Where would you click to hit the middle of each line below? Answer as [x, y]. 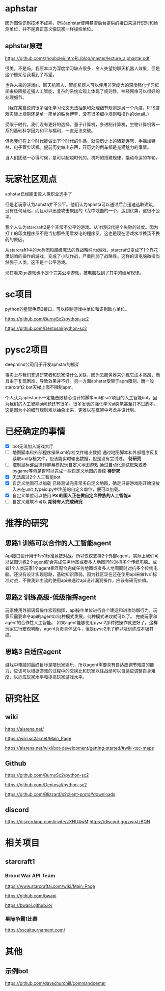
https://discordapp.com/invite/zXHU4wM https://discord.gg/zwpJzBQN [78, 822]
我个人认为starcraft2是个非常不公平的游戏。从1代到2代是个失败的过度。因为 [82, 227]
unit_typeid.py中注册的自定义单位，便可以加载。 [74, 489]
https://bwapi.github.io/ [29, 905]
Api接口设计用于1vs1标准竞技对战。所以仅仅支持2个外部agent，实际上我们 [80, 556]
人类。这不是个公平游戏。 [44, 262]
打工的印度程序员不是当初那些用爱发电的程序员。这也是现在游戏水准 [74, 233]
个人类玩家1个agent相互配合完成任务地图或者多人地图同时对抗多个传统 [82, 568]
